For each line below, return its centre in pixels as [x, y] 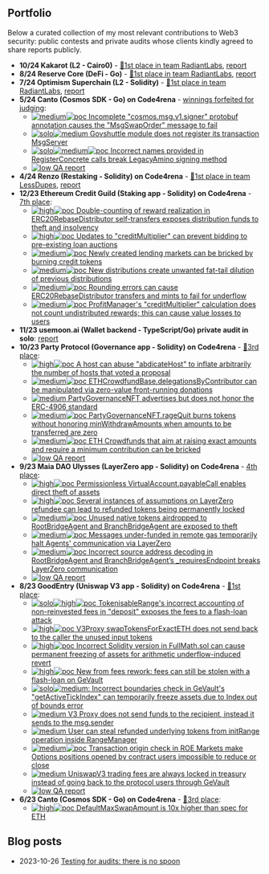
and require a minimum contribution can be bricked [116, 449]
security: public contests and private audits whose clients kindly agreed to [130, 41]
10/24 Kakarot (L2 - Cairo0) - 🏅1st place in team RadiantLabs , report [132, 65]
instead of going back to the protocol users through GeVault [130, 782]
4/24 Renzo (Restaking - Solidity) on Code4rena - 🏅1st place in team [134, 176]
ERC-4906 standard [64, 406]
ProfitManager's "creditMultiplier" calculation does [172, 304]
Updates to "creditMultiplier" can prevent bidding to [162, 235]
